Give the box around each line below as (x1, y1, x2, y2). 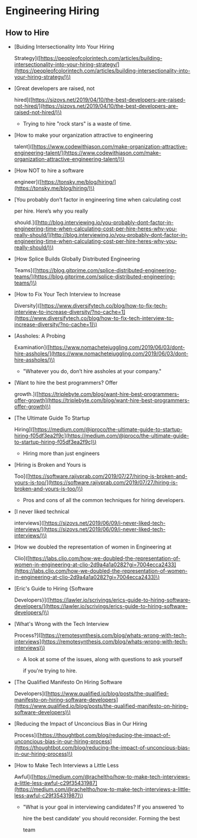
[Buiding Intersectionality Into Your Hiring (14, 43, 114, 50)
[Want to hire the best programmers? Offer (14, 379, 118, 386)
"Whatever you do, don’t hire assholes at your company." (22, 368, 162, 375)
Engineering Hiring (5, 4, 100, 18)
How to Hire (5, 28, 50, 38)
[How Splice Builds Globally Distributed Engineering (14, 255, 140, 262)
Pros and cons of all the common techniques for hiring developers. (22, 497, 185, 503)
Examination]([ (14, 344, 50, 351)
